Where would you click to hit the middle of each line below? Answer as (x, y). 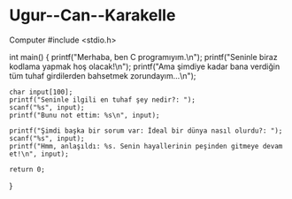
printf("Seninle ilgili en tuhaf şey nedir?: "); (103, 99)
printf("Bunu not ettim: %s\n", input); (85, 115)
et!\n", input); (39, 154)
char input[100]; (41, 92)
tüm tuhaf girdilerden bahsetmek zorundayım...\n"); (103, 75)
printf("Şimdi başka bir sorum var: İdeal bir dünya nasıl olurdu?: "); (146, 130)
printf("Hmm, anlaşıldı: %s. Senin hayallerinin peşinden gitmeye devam (146, 146)
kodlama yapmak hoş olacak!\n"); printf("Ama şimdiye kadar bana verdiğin (145, 66)
